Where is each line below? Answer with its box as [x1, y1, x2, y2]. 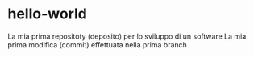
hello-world [7, 5, 88, 23]
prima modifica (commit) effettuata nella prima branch [7, 39, 187, 49]
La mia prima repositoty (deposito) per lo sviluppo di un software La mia [7, 31, 247, 41]
